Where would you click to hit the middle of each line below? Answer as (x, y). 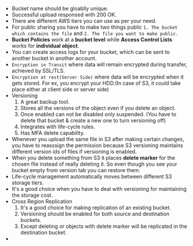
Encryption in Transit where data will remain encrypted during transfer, (99, 64)
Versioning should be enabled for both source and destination (95, 214)
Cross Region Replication (42, 201)
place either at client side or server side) (60, 89)
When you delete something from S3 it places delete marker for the (93, 158)
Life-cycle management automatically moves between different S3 (92, 176)
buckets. (31, 220)
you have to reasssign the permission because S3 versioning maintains (97, 145)
